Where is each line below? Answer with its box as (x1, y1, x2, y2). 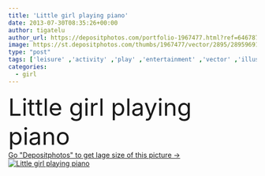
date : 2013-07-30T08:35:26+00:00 (8, 19, 118, 27)
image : (8, 41, 30, 49)
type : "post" (8, 48, 51, 56)
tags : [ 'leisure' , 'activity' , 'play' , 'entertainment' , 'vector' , (8, 56, 238, 64)
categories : (8, 63, 47, 71)
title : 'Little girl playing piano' (8, 11, 129, 20)
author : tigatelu (8, 26, 65, 34)
